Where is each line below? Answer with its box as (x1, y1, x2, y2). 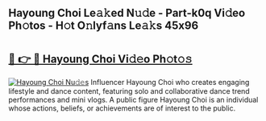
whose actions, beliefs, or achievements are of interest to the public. (8, 103, 236, 113)
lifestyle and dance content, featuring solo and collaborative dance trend (8, 87, 250, 95)
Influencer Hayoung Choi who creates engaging (90, 78, 250, 87)
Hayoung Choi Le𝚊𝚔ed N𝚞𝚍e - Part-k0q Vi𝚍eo (8, 6, 246, 20)
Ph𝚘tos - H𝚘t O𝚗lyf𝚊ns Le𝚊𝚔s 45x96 (8, 19, 199, 33)
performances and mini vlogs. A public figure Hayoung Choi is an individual (8, 95, 259, 104)
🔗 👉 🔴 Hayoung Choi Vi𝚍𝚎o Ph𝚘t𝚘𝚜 (8, 52, 193, 66)
